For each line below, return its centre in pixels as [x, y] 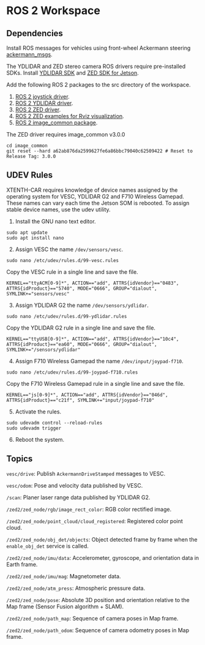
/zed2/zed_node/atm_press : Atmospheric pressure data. [76, 588]
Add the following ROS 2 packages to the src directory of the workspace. [99, 85]
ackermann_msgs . [30, 55]
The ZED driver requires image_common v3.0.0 [66, 134]
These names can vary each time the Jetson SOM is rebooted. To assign [98, 203]
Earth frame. [22, 564]
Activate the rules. [38, 412]
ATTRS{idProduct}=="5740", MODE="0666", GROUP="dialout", [82, 289]
